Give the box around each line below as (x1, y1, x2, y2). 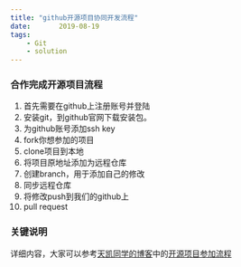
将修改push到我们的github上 (23, 191, 130, 202)
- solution (26, 47, 68, 56)
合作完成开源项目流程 (10, 79, 103, 91)
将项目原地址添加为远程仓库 (23, 157, 127, 168)
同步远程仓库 (23, 180, 71, 191)
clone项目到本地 (23, 146, 85, 157)
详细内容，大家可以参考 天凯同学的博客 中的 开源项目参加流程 (10, 248, 232, 259)
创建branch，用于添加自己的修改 (23, 168, 145, 179)
